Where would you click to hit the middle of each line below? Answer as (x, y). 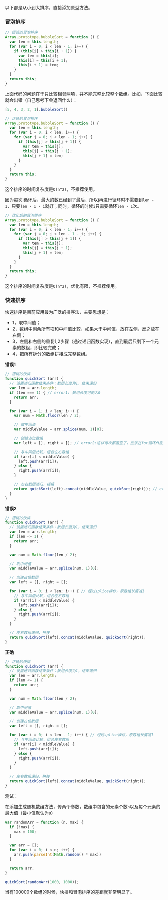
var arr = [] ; (24, 845)
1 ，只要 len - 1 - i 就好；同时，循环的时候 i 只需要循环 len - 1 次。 (74, 206)
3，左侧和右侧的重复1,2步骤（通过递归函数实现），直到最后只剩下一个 (83, 341)
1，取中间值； (26, 323)
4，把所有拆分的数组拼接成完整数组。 (51, 354)
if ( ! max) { (22, 827)
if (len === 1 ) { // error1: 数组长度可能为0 (55, 392)
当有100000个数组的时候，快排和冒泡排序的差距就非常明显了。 (70, 892)
